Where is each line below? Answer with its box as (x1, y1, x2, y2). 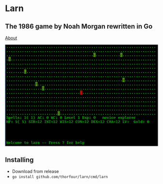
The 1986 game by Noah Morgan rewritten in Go (5, 22, 153, 31)
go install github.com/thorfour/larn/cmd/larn (12, 175, 108, 180)
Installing (5, 155, 34, 164)
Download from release (12, 169, 59, 174)
